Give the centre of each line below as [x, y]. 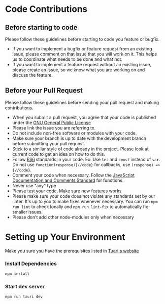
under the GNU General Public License [51, 123]
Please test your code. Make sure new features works [67, 191]
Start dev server [25, 286]
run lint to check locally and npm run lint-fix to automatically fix [80, 207]
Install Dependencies [31, 263]
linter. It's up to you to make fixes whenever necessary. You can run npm [85, 201]
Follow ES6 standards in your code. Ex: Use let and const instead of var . [86, 159]
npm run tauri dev [24, 297]
